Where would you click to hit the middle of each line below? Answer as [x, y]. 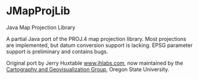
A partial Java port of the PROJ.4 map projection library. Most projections [96, 39]
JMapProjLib [38, 11]
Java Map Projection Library [41, 27]
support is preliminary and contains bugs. [57, 51]
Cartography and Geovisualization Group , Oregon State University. [88, 69]
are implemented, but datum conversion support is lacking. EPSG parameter [99, 45]
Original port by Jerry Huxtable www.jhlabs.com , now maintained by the [95, 63]
